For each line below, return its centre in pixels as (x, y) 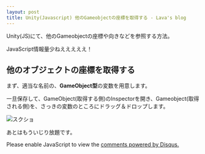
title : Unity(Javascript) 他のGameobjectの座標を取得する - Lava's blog (96, 18)
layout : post (23, 12)
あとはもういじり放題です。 (41, 133)
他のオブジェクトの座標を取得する (71, 70)
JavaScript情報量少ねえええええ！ (50, 49)
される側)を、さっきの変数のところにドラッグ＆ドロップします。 (88, 106)
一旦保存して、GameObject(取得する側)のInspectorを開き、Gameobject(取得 (103, 99)
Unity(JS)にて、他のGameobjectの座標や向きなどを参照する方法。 (90, 36)
